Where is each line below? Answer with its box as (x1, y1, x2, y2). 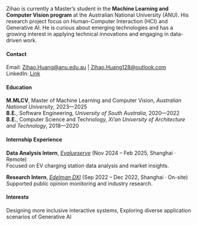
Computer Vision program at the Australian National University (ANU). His (6, 11, 189, 19)
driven (6, 37, 22, 44)
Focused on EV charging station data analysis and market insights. (6, 162, 170, 169)
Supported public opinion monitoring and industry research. (6, 180, 153, 187)
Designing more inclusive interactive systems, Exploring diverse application (6, 206, 192, 214)
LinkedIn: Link (6, 70, 40, 77)
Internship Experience (6, 136, 62, 143)
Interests (6, 193, 29, 201)
